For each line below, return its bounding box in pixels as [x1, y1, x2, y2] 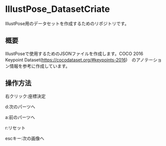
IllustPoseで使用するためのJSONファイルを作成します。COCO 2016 [5, 51, 143, 57]
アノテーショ [136, 57, 162, 63]
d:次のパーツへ [5, 103, 36, 110]
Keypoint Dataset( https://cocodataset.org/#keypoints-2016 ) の [5, 57, 137, 63]
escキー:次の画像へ [5, 135, 45, 141]
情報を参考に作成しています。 [9, 63, 71, 69]
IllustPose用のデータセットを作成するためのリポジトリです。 [5, 20, 129, 26]
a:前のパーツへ [5, 114, 35, 120]
